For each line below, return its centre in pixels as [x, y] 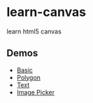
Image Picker [36, 92]
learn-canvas [46, 12]
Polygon [29, 77]
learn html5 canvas [34, 31]
